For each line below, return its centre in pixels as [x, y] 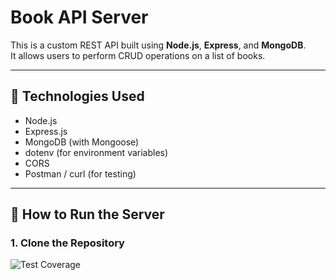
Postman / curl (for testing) [80, 173]
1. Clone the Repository [67, 243]
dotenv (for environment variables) [96, 152]
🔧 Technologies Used [77, 96]
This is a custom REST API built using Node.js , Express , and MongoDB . [158, 45]
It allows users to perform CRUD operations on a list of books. [138, 55]
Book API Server [79, 17]
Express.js [46, 131]
